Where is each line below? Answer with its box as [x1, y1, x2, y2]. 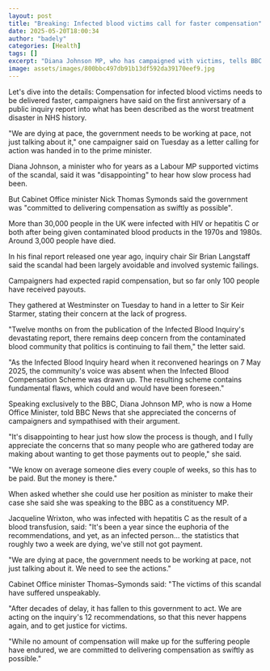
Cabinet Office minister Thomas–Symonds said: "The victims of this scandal [8, 579, 261, 588]
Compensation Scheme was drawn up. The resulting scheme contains [8, 374, 243, 384]
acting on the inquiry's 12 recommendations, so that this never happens [8, 612, 247, 622]
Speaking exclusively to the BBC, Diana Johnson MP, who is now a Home [8, 399, 252, 408]
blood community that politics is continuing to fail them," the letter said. [8, 341, 246, 351]
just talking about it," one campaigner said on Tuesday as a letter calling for [8, 137, 259, 147]
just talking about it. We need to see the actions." [8, 563, 171, 573]
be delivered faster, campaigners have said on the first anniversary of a [8, 95, 247, 105]
